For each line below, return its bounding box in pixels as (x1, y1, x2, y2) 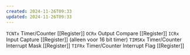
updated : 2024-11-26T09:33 (6, 14, 72, 20)
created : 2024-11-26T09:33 (6, 8, 72, 14)
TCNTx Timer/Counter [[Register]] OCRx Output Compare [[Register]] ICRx (6, 30, 179, 36)
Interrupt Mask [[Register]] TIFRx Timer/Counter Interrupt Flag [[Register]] (6, 42, 185, 49)
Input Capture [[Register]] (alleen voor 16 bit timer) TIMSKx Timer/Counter (6, 36, 182, 43)
